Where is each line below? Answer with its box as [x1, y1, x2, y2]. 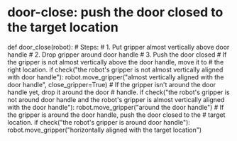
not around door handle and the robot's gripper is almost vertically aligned [7, 95, 225, 103]
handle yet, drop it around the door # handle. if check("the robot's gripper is [7, 88, 230, 96]
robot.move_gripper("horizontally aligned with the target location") [7, 125, 202, 134]
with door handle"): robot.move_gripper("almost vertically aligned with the [7, 72, 224, 81]
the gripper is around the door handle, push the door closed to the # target [7, 111, 226, 119]
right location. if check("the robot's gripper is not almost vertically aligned [7, 65, 224, 74]
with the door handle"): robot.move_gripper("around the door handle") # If [7, 103, 224, 111]
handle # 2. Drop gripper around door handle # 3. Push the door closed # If [7, 50, 227, 59]
